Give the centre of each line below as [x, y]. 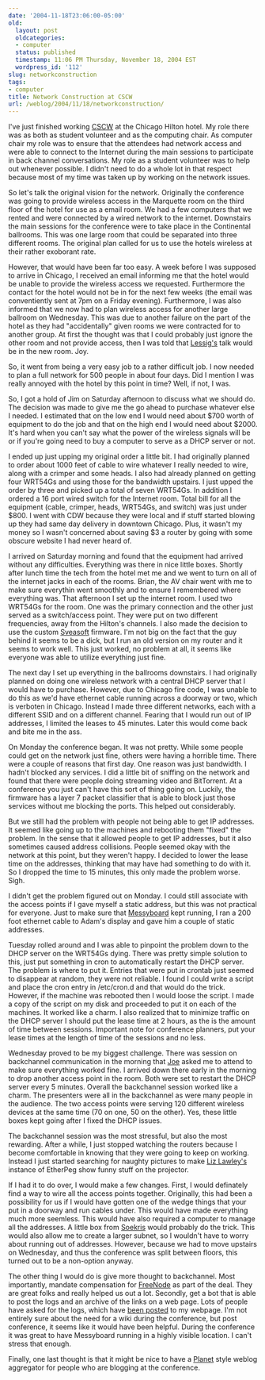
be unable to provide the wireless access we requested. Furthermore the [127, 284]
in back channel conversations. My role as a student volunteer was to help [129, 160]
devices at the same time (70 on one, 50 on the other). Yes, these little [123, 1113]
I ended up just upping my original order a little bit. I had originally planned [129, 456]
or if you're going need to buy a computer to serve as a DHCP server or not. [132, 441]
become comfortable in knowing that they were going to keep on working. [129, 1153]
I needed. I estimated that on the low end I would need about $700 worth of [131, 416]
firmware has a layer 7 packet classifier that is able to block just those [122, 798]
